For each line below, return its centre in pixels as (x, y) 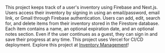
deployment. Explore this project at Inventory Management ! (67, 45)
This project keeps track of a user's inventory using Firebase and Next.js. (81, 7)
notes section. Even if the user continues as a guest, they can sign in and (81, 34)
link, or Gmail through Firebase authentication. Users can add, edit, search (83, 18)
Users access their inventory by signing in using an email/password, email (82, 13)
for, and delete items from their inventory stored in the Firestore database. (82, 23)
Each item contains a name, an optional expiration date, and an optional (80, 29)
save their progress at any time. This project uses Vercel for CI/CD (74, 39)
